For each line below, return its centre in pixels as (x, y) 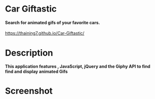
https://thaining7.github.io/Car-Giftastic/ (45, 33)
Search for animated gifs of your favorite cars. (53, 22)
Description (29, 53)
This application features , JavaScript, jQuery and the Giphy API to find (78, 67)
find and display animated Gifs (36, 71)
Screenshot (29, 91)
